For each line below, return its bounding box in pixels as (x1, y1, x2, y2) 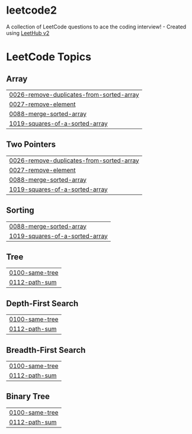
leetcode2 (6, 4, 57, 17)
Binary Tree (6, 391, 50, 401)
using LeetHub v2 (6, 29, 50, 36)
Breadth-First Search (6, 345, 86, 355)
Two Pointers (6, 140, 56, 150)
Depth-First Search (6, 298, 79, 308)
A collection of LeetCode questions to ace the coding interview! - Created (6, 23, 187, 30)
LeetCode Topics (6, 50, 92, 64)
